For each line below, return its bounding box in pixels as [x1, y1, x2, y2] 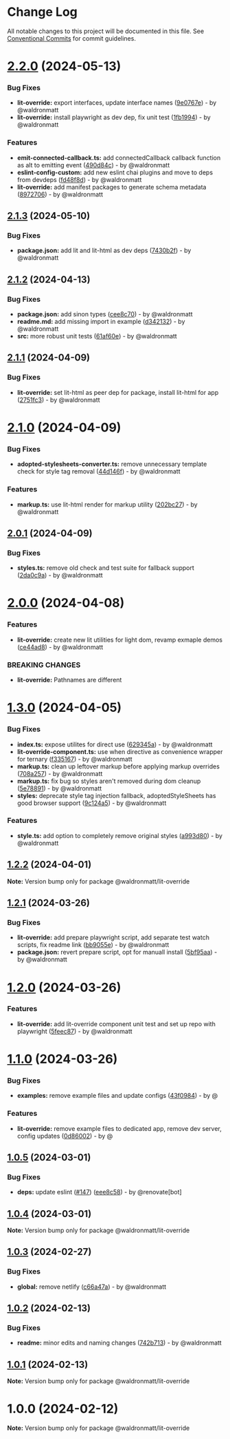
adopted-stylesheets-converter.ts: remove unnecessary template [16, 460, 207, 469]
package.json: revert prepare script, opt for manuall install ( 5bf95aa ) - [16, 948, 218, 957]
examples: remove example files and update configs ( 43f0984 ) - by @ [16, 1092, 218, 1100]
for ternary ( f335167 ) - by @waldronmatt [16, 755, 133, 763]
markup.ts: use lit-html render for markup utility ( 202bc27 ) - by [16, 500, 198, 509]
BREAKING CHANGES [7, 660, 81, 669]
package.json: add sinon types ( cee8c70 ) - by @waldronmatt [16, 310, 193, 318]
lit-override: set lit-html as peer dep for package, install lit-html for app [16, 388, 219, 396]
